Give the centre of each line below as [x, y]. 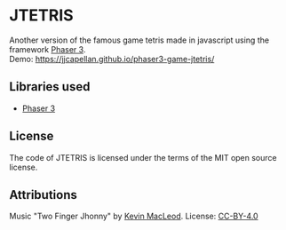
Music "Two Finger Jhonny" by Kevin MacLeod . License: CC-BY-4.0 [134, 216]
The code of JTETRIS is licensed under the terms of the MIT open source [143, 157]
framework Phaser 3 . [48, 49]
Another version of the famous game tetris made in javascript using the [139, 40]
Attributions [44, 195]
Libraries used [50, 87]
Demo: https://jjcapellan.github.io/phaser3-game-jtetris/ [112, 59]
